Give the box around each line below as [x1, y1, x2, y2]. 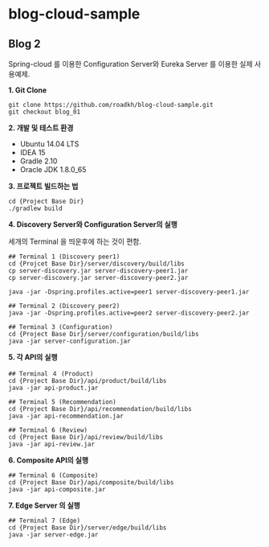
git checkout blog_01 [8, 108, 81, 116]
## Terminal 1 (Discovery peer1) [8, 253, 120, 261]
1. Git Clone [8, 85, 47, 95]
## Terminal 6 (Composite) [8, 471, 99, 479]
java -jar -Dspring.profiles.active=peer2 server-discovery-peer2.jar [8, 309, 250, 317]
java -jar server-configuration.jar [8, 337, 131, 345]
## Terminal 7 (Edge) [8, 516, 81, 524]
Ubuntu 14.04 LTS [19, 139, 79, 149]
